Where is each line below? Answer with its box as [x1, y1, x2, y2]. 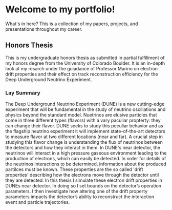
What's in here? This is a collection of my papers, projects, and [5, 21, 138, 27]
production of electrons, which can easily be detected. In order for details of [5, 156, 166, 162]
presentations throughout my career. [5, 26, 83, 32]
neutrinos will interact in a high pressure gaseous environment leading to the [5, 150, 167, 156]
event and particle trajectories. [5, 199, 70, 205]
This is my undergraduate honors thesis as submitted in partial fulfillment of [5, 54, 165, 61]
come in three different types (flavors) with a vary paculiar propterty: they [5, 117, 161, 124]
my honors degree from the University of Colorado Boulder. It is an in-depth [5, 60, 165, 66]
